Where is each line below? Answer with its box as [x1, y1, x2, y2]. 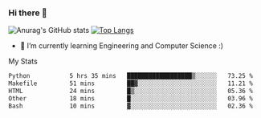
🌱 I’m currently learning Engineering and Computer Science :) [19, 41, 223, 51]
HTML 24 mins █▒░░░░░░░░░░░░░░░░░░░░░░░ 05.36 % [8, 87, 253, 96]
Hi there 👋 [8, 7, 48, 18]
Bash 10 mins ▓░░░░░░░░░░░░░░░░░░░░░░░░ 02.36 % [8, 102, 253, 110]
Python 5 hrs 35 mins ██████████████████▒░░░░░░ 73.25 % [8, 72, 253, 80]
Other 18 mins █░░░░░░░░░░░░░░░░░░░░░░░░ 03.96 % [8, 94, 253, 103]
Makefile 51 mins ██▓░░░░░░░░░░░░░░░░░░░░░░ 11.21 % [8, 79, 253, 87]
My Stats [8, 56, 38, 67]
